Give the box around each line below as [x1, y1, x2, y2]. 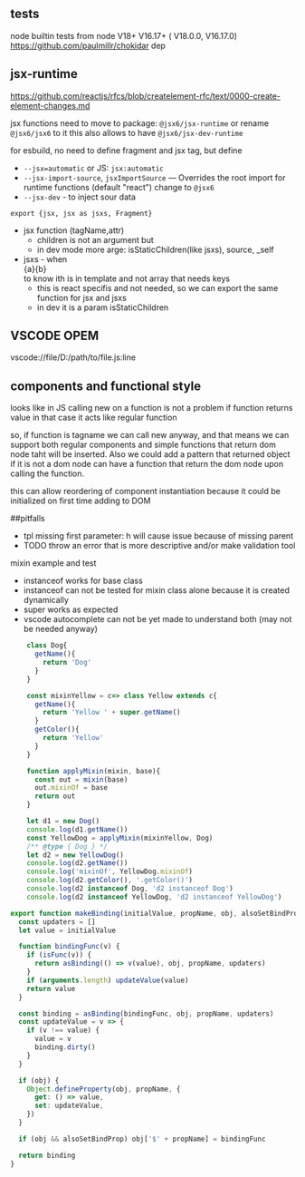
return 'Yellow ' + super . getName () [43, 708, 181, 717]
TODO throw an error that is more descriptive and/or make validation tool [23, 540, 296, 551]
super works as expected [23, 604, 119, 615]
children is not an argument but [36, 234, 155, 245]
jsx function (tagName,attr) [23, 225, 125, 236]
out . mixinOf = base [33, 783, 108, 793]
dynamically [23, 595, 69, 606]
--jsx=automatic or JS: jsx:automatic [23, 162, 164, 173]
